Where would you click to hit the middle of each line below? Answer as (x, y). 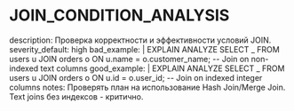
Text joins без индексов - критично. (76, 96)
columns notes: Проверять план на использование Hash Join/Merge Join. (147, 87)
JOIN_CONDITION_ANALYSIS (119, 16)
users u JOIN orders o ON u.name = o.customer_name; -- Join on (129, 59)
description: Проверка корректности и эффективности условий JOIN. (140, 40)
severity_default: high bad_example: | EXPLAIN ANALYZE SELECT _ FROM (144, 49)
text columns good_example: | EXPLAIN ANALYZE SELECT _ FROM (163, 68)
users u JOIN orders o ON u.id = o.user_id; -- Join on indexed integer (136, 77)
